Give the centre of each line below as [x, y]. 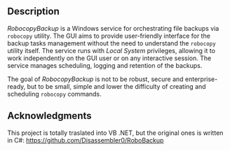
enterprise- [201, 79]
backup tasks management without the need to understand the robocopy [111, 43]
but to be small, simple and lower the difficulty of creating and [116, 86]
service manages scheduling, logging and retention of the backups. [105, 65]
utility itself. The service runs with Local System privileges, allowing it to [111, 50]
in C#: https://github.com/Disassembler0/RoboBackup [86, 140]
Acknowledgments [50, 116]
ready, [16, 86]
